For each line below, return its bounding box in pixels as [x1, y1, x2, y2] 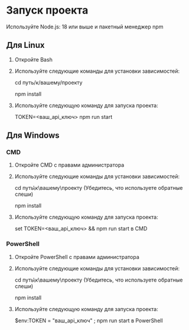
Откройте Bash [14, 56, 53, 63]
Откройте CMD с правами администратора [14, 161, 125, 169]
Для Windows [6, 131, 60, 141]
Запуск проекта [6, 4, 89, 17]
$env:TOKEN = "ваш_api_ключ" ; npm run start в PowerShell [14, 317, 164, 324]
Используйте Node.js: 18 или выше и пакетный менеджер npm [6, 23, 164, 30]
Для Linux [6, 40, 45, 50]
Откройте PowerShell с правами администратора [14, 253, 140, 260]
